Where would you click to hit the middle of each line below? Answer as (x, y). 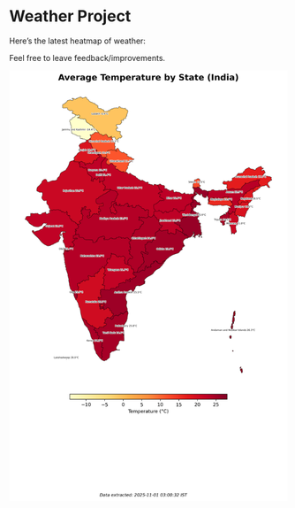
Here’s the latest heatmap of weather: (77, 41)
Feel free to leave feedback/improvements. (87, 58)
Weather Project (70, 16)
